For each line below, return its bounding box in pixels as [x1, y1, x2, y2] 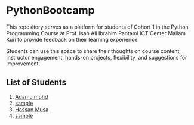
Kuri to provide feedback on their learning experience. [6, 36, 139, 43]
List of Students [6, 77, 67, 87]
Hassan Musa [14, 105, 49, 113]
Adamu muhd [14, 93, 48, 100]
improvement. [6, 60, 41, 67]
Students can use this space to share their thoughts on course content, [6, 47, 181, 54]
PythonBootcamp [6, 4, 95, 17]
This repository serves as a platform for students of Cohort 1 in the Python [6, 23, 189, 30]
